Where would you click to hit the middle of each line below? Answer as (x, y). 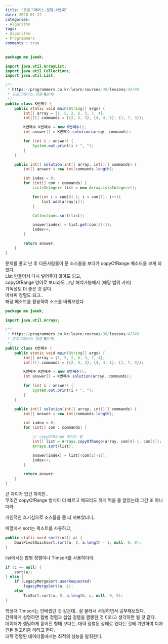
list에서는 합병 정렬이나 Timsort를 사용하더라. (50, 558)
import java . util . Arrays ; (32, 320)
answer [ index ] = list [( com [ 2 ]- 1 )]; (70, 455)
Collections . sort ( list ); (58, 216)
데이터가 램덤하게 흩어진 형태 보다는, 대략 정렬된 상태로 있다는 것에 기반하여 (79, 623)
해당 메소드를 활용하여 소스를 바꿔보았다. (45, 301)
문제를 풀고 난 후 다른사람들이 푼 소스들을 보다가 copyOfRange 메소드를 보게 (81, 263)
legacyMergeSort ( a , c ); (48, 586)
